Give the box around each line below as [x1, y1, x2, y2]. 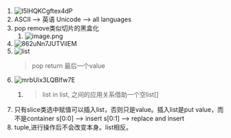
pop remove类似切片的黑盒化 [13, 24, 99, 32]
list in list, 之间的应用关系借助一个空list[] [42, 91, 159, 98]
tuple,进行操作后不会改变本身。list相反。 [13, 123, 133, 131]
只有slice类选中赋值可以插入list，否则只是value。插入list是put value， [13, 105, 218, 113]
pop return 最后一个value [31, 62, 106, 70]
